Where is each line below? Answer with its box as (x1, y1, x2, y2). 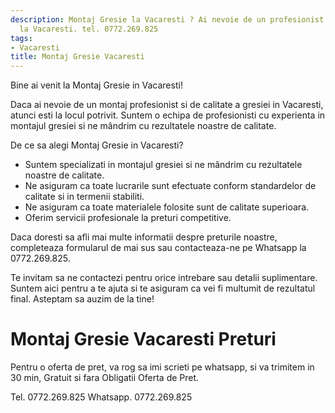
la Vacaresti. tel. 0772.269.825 (19, 24, 159, 34)
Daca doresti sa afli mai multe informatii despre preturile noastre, (10, 231, 278, 243)
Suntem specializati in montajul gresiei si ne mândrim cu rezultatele (24, 159, 303, 171)
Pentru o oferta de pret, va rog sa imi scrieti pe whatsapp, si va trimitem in (10, 361, 315, 373)
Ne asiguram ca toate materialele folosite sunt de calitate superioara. (24, 201, 310, 213)
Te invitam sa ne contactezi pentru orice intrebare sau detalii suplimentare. (10, 272, 318, 284)
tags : (10, 33, 33, 43)
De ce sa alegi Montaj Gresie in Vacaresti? (10, 139, 184, 151)
